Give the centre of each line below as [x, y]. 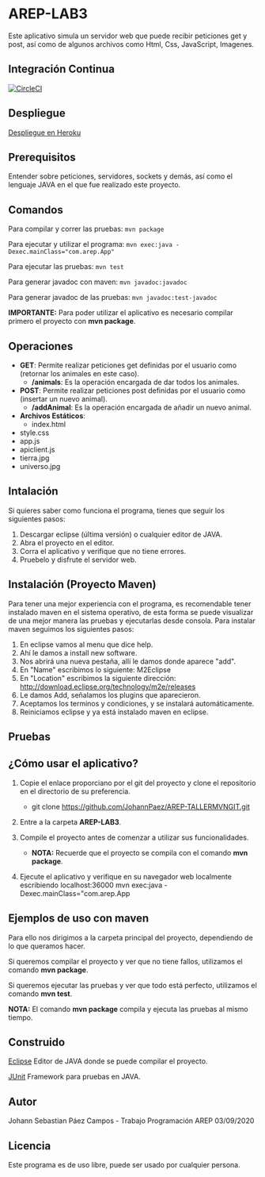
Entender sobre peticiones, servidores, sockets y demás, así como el [121, 176]
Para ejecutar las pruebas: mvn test [66, 267]
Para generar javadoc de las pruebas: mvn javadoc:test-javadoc [113, 298]
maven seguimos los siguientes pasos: [71, 629]
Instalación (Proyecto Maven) [82, 585]
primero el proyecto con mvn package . [72, 321]
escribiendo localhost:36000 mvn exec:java [91, 885]
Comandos [36, 210]
